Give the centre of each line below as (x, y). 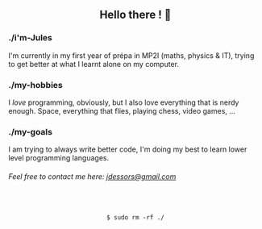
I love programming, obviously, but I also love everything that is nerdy (124, 102)
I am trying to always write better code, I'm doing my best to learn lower (128, 149)
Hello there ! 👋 (135, 15)
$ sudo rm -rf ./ (135, 218)
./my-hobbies (35, 85)
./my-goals (30, 131)
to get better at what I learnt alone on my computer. (94, 64)
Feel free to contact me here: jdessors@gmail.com (92, 176)
